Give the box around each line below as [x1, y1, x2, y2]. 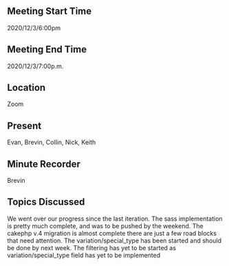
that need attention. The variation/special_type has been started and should [7, 236, 222, 245]
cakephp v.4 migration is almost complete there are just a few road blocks [7, 229, 217, 237]
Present [7, 120, 42, 131]
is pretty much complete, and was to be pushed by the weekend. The [7, 221, 204, 230]
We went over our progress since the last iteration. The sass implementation [7, 214, 223, 223]
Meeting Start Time [7, 5, 92, 17]
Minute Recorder [7, 158, 80, 170]
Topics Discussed [7, 196, 85, 208]
